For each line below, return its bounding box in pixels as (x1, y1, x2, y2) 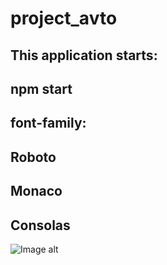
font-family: (10, 115, 87, 132)
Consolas (10, 217, 71, 234)
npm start (10, 80, 73, 97)
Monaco (10, 183, 63, 200)
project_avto (10, 7, 118, 30)
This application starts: (10, 47, 158, 64)
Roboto (10, 148, 57, 166)
